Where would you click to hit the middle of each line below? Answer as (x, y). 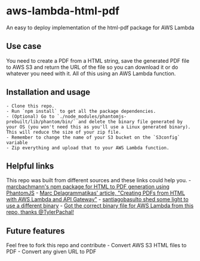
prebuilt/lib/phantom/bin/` (41, 122)
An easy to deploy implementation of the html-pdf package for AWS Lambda (100, 27)
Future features (36, 231)
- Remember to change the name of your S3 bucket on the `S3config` (93, 137)
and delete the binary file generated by (131, 122)
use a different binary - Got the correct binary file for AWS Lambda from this (100, 206)
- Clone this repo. (30, 106)
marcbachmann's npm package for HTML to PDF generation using (88, 187)
